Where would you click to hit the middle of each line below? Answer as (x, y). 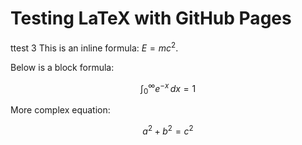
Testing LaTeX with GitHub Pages (151, 18)
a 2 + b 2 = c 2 (168, 130)
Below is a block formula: (62, 67)
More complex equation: (60, 110)
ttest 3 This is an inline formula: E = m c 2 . (94, 47)
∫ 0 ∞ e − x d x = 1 (168, 88)
